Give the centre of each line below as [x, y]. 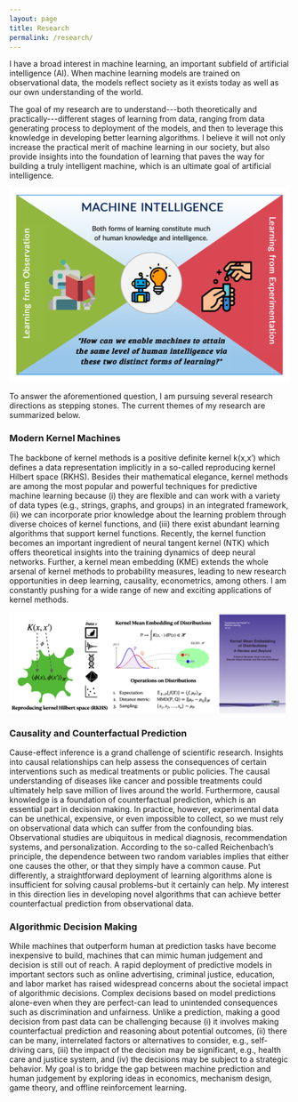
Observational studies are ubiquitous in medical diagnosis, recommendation [148, 838]
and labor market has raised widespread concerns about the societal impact [149, 984]
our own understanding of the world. [77, 93]
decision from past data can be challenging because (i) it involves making [144, 1022]
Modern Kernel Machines [65, 438]
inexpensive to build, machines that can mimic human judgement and [136, 955]
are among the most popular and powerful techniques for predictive [133, 486]
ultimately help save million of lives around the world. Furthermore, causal [145, 791]
